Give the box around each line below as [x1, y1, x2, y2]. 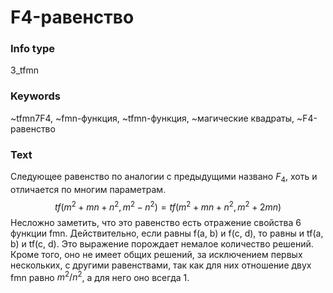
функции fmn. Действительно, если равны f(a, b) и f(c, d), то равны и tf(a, [10, 227, 324, 239]
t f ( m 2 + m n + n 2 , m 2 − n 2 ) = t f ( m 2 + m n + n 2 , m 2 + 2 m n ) [54, 199, 282, 213]
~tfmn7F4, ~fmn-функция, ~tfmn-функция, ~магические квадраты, [10, 112, 295, 124]
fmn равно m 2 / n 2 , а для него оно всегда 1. [10, 269, 190, 283]
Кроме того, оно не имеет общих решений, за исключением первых [10, 248, 303, 260]
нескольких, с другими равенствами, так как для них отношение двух [10, 259, 312, 271]
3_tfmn [10, 64, 39, 76]
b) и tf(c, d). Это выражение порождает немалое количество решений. [10, 237, 314, 250]
